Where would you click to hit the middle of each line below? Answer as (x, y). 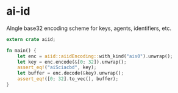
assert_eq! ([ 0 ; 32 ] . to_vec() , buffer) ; (68, 79)
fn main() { (21, 50)
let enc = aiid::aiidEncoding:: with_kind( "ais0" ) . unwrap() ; (95, 56)
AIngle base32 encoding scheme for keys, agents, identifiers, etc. (89, 28)
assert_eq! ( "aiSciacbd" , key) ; (57, 68)
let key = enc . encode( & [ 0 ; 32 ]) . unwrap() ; (72, 62)
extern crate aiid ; (31, 39)
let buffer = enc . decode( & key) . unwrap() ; (70, 73)
